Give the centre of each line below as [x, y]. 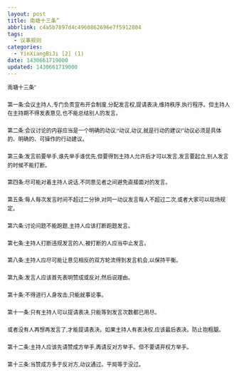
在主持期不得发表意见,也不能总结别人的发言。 [64, 113]
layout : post [27, 14]
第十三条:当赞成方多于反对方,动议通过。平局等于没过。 [76, 364]
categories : [25, 47]
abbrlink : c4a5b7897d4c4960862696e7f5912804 [74, 27]
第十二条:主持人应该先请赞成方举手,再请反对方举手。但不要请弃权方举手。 [100, 347]
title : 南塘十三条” [33, 21]
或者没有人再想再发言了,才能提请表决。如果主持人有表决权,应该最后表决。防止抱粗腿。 [116, 330]
